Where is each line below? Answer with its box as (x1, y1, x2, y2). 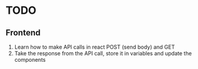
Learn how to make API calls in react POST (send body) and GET (14, 43, 175, 50)
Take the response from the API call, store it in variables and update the (14, 50, 192, 57)
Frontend (5, 28, 41, 38)
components (14, 56, 46, 63)
